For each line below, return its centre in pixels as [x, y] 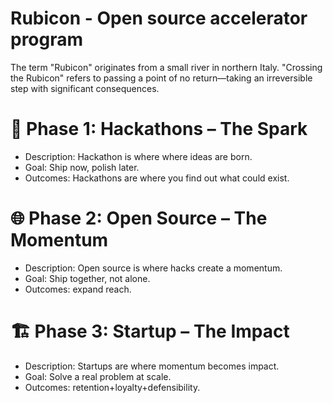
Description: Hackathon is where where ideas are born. [138, 156]
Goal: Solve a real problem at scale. [98, 376]
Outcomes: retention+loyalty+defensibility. [112, 387]
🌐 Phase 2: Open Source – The [139, 218]
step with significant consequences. [85, 88]
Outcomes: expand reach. [78, 289]
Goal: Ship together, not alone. [87, 278]
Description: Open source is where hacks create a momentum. [153, 268]
